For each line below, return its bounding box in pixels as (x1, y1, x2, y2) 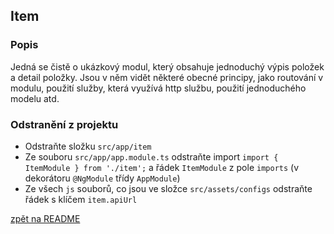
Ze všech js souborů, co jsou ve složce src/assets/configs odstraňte (24, 182, 313, 194)
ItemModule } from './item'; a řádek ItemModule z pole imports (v (24, 161, 300, 173)
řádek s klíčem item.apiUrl (24, 193, 138, 205)
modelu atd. (10, 92, 60, 104)
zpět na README (10, 212, 81, 224)
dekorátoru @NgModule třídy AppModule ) (24, 172, 181, 184)
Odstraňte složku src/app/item (24, 140, 152, 152)
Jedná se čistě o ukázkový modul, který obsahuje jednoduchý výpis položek (10, 60, 325, 73)
